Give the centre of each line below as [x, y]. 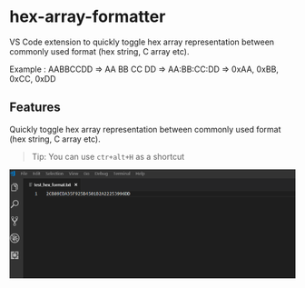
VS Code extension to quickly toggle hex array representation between [142, 42]
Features [35, 108]
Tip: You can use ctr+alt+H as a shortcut [108, 156]
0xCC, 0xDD [33, 78]
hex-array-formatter [88, 17]
